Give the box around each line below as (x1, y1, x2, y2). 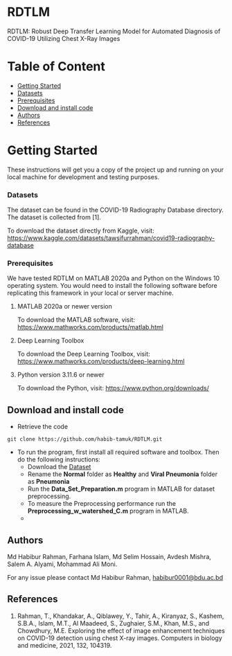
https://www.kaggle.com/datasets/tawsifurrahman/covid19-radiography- (7, 234, 215, 242)
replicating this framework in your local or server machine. (7, 289, 175, 298)
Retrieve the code (17, 423, 68, 431)
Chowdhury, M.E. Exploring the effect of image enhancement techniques (17, 626, 225, 635)
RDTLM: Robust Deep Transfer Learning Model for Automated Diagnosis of (7, 27, 221, 35)
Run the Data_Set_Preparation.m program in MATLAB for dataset (27, 485, 215, 493)
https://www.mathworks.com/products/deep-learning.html (17, 357, 185, 365)
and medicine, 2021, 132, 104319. (17, 641, 112, 649)
